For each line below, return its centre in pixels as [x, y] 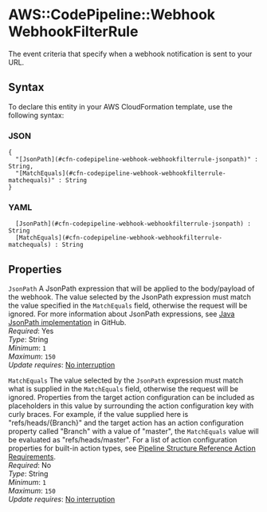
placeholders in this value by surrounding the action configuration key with [131, 406]
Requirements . [32, 457]
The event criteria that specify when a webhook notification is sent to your [130, 54]
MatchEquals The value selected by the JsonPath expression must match [126, 380]
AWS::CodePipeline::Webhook [112, 15]
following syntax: [36, 115]
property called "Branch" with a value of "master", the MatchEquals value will [133, 431]
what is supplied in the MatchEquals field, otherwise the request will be [124, 389]
